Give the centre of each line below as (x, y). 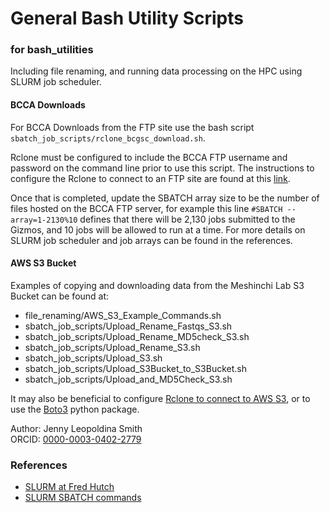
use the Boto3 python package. (75, 409)
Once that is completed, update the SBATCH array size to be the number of (165, 198)
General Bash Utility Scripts (127, 18)
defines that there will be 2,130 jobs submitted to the (187, 219)
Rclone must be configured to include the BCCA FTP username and (149, 157)
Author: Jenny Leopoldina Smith (76, 428)
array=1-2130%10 (44, 220)
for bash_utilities (52, 50)
